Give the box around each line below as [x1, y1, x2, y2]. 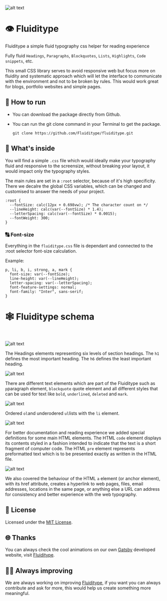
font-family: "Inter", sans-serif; [9, 289, 84, 294]
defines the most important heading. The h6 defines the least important [5, 355, 151, 361]
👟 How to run [5, 98, 46, 107]
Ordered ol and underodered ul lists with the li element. [5, 410, 120, 416]
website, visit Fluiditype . [5, 552, 55, 558]
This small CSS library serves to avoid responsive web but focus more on [5, 67, 156, 73]
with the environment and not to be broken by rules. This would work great [5, 78, 159, 84]
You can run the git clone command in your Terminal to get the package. [12, 121, 161, 127]
